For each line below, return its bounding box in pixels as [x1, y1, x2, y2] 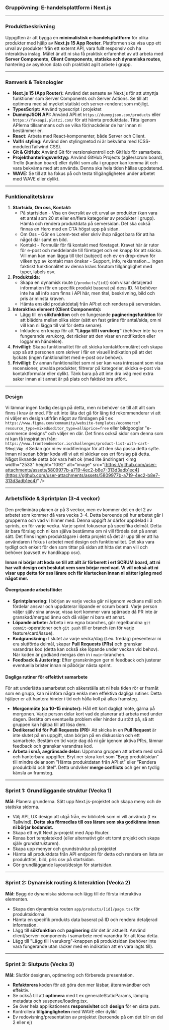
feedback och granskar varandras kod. [12, 743, 93, 749]
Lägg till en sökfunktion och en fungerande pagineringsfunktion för [20, 312, 163, 318]
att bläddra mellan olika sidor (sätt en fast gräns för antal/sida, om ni [20, 317, 162, 323]
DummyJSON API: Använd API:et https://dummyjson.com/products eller [12, 111, 161, 117]
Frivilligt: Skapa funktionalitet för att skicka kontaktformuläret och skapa [12, 344, 163, 350]
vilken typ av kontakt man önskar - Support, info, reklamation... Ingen [20, 258, 163, 264]
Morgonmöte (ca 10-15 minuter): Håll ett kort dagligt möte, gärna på [12, 705, 155, 712]
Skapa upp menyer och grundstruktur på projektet [12, 846, 117, 852]
